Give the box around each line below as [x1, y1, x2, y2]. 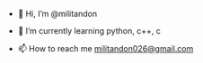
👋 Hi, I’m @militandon [17, 9, 97, 19]
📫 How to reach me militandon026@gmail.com [17, 43, 194, 53]
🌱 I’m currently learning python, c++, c [17, 26, 162, 35]
